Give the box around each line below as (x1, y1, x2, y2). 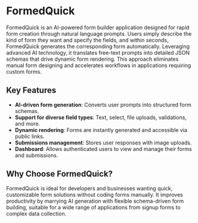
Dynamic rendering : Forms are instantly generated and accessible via (14, 126, 188, 133)
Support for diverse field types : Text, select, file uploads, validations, (14, 114, 187, 121)
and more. (14, 120, 41, 127)
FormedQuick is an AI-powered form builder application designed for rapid (6, 24, 190, 31)
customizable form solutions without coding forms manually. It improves (6, 191, 184, 198)
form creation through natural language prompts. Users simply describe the (6, 30, 192, 37)
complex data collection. (6, 210, 67, 217)
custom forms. (6, 68, 42, 75)
